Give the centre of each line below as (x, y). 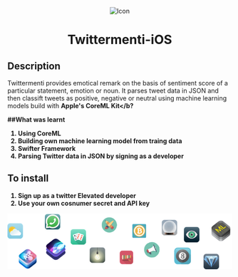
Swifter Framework (47, 148)
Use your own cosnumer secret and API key (84, 203)
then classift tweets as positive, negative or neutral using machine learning (117, 98)
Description (34, 66)
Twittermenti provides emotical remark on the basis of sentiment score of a (118, 83)
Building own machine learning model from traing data (100, 141)
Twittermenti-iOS (120, 40)
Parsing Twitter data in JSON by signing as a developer (100, 156)
